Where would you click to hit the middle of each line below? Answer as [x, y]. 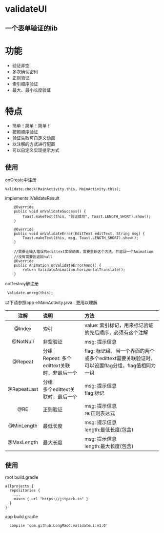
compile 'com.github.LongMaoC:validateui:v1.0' [59, 526]
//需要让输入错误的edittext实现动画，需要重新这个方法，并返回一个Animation [84, 252]
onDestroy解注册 [22, 284]
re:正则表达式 [100, 413]
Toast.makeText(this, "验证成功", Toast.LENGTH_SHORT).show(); [87, 217]
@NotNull [23, 341]
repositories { [25, 490]
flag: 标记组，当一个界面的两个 [120, 351]
